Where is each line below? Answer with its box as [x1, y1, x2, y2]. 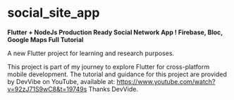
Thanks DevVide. [88, 85, 139, 93]
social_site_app [7, 5, 100, 21]
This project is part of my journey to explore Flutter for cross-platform [7, 62, 210, 71]
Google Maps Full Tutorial [7, 35, 84, 43]
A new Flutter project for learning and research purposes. [7, 49, 175, 57]
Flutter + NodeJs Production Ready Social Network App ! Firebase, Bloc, [7, 28, 223, 36]
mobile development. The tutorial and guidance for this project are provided [7, 70, 228, 78]
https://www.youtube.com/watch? [116, 77, 216, 85]
